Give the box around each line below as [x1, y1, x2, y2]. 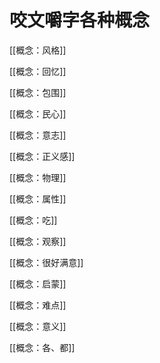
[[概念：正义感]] [9, 150, 76, 162]
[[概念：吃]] [9, 214, 58, 226]
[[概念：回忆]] [9, 65, 67, 77]
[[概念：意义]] [9, 320, 67, 332]
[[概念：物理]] [9, 171, 67, 183]
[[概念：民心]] [9, 107, 67, 120]
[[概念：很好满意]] [9, 256, 84, 268]
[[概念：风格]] [9, 44, 67, 56]
